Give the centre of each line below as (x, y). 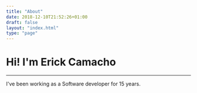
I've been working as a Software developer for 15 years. (73, 84)
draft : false (22, 22)
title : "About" (25, 11)
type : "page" (22, 33)
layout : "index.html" (33, 28)
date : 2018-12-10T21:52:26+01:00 (47, 17)
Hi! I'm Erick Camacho (61, 62)
